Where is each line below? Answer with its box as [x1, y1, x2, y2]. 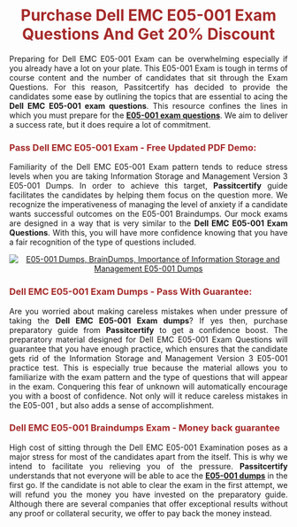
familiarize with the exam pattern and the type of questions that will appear [9, 371, 288, 382]
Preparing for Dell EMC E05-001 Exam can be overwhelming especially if [9, 53, 288, 64]
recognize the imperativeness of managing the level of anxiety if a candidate [9, 199, 288, 210]
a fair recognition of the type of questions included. [9, 236, 197, 248]
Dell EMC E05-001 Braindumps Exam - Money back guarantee [9, 422, 280, 434]
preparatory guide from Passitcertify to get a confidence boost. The [9, 324, 288, 335]
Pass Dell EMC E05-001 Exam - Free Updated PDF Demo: [9, 141, 257, 153]
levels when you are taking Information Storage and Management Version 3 [9, 171, 288, 182]
